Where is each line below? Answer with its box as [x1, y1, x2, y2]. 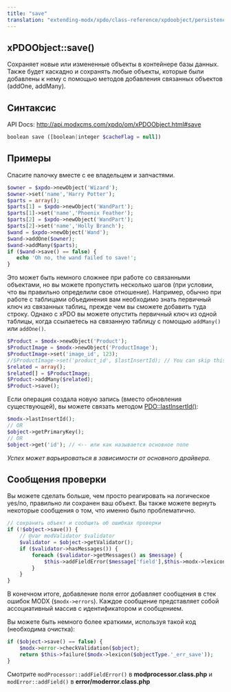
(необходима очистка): [7, 625, 76, 634]
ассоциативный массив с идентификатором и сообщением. [7, 605, 184, 613]
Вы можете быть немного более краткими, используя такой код [7, 618, 197, 626]
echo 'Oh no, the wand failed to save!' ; [16, 255, 137, 261]
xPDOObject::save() [7, 42, 95, 54]
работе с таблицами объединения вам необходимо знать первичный [7, 295, 212, 303]
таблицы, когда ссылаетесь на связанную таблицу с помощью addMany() [7, 317, 221, 325]
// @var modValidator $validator [19, 532, 115, 540]
